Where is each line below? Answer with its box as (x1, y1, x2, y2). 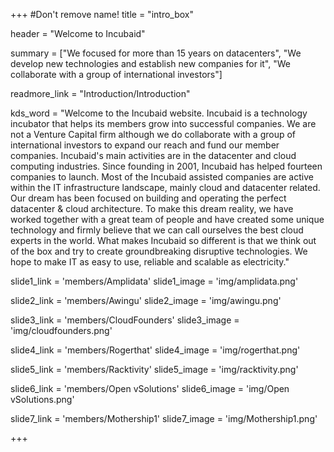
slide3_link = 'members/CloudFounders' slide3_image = (10, 314, 240, 326)
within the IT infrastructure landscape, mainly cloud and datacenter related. (10, 182, 321, 193)
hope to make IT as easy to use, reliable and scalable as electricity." (10, 256, 290, 268)
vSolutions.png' (10, 394, 75, 405)
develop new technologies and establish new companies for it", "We (10, 58, 291, 69)
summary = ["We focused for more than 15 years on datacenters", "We (10, 47, 302, 59)
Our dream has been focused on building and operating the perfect (10, 192, 287, 204)
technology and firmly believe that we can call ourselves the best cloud (10, 224, 304, 236)
